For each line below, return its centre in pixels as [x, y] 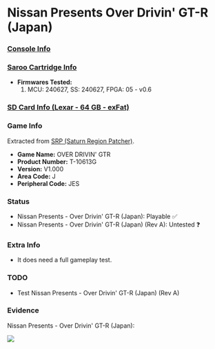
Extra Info [24, 244]
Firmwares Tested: [44, 82]
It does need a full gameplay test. [64, 260]
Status [18, 201]
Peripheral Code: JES [48, 183]
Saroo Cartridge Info [42, 67]
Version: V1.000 [40, 169]
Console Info [29, 49]
